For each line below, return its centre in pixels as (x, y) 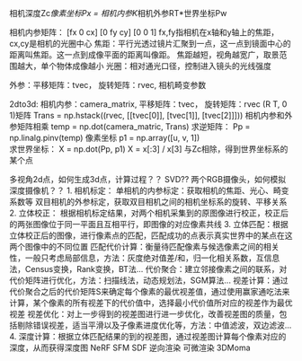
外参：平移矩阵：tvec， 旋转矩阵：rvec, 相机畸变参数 (108, 85)
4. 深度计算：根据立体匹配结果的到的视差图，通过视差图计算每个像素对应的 (148, 336)
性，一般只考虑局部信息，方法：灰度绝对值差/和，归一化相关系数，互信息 (145, 258)
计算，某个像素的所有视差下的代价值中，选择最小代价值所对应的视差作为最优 (151, 303)
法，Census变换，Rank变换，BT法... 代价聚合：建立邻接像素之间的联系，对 (148, 269)
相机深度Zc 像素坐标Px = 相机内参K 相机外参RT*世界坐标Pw (118, 13)
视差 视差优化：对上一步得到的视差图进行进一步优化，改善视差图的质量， (144, 314)
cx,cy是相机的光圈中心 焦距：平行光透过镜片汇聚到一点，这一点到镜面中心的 (150, 44)
